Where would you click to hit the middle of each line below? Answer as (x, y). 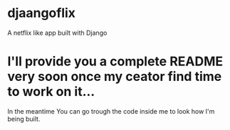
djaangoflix (42, 13)
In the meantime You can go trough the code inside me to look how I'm (111, 111)
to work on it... (51, 92)
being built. (24, 119)
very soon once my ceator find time (115, 77)
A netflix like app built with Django (57, 33)
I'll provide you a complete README (115, 61)
